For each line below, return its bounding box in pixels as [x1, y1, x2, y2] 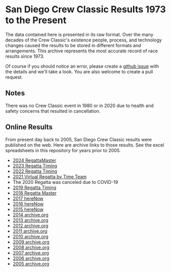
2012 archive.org [12, 222, 49, 228]
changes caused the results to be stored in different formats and [5, 42, 141, 48]
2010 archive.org [12, 233, 49, 239]
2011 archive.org [12, 228, 48, 234]
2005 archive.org [12, 260, 50, 267]
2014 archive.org [12, 212, 49, 218]
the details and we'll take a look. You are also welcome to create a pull [5, 68, 154, 75]
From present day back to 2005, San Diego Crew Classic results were [5, 136, 152, 142]
